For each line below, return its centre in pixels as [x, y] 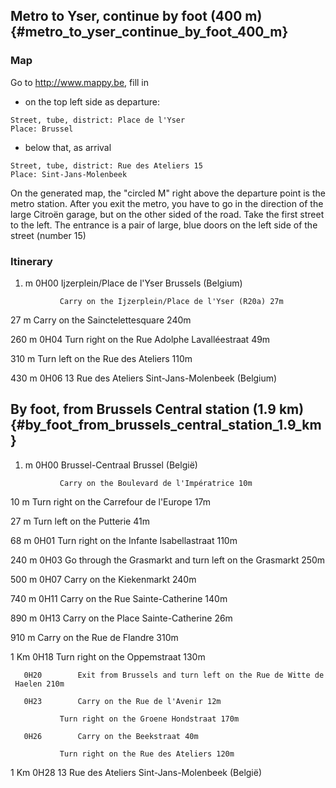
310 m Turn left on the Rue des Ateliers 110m [101, 358]
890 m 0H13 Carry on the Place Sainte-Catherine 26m [121, 618]
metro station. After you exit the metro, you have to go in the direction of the [167, 203]
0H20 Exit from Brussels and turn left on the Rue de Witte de [174, 675]
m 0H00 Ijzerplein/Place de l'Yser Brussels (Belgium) [133, 283]
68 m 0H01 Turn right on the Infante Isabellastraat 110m [124, 540]
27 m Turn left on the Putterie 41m [80, 521]
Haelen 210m [39, 684]
